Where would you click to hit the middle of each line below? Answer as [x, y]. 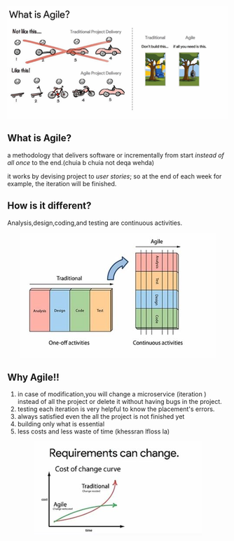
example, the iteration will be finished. [62, 183]
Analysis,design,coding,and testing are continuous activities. [95, 223]
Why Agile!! [33, 377]
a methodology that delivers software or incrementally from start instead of [116, 155]
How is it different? [49, 206]
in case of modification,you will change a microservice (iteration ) [112, 394]
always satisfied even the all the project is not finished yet [101, 417]
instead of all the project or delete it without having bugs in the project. [119, 402]
